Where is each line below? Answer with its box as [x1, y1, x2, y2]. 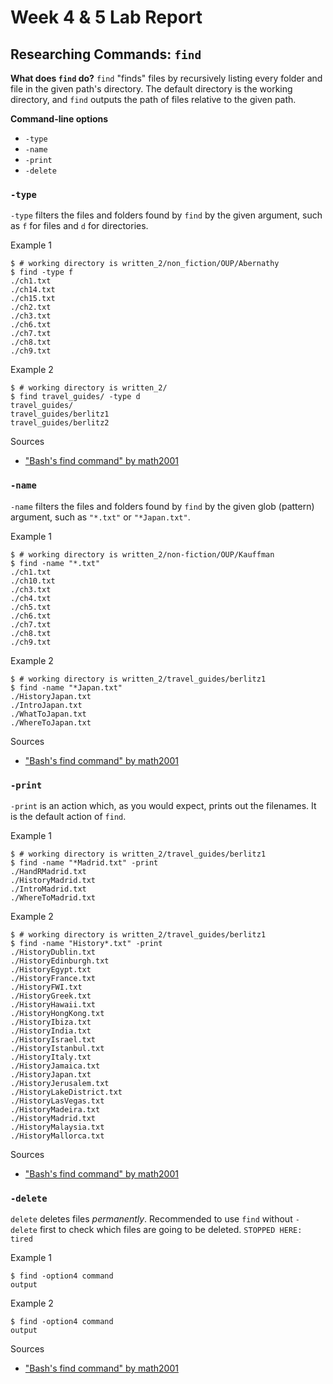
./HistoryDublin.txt [10, 947, 97, 957]
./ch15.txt [10, 294, 56, 304]
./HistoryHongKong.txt [10, 1008, 105, 1018]
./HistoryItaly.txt [10, 1052, 92, 1062]
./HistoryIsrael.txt [10, 1034, 97, 1045]
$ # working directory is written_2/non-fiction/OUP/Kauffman [10, 549, 275, 560]
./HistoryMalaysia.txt [10, 1122, 105, 1132]
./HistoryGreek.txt [10, 991, 92, 1001]
